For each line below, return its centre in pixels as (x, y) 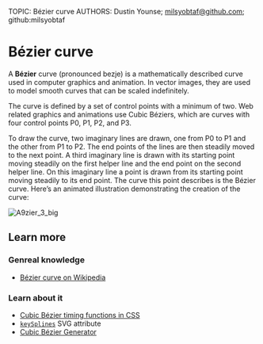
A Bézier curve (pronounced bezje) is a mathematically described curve (126, 74)
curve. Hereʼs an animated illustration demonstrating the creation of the (124, 189)
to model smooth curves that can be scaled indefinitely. (99, 90)
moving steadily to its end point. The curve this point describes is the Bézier (132, 180)
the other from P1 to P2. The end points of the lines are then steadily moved (131, 147)
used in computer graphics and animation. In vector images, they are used (130, 82)
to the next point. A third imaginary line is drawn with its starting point (122, 155)
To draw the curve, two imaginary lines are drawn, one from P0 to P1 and (127, 138)
